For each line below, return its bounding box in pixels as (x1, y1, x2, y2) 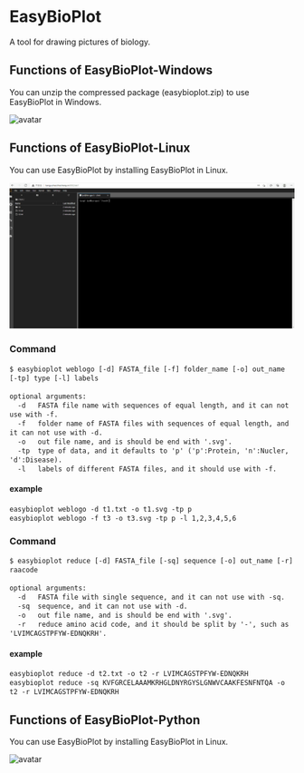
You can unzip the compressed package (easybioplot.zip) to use (9, 86, 251, 97)
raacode (9, 565, 39, 575)
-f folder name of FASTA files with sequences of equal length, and (17, 419, 290, 428)
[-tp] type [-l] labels (9, 374, 100, 383)
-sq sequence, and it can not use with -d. (17, 602, 188, 612)
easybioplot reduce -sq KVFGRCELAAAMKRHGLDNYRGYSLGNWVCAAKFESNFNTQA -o (9, 679, 285, 688)
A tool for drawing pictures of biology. (9, 36, 151, 47)
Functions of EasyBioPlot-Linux (9, 141, 191, 156)
